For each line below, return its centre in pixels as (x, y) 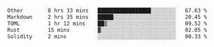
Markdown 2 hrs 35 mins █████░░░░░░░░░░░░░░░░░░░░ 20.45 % (107, 17)
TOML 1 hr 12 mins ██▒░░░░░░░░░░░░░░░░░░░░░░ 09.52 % (107, 23)
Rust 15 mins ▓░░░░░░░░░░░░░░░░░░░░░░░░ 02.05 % (107, 30)
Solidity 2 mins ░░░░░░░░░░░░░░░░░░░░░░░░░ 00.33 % (107, 36)
